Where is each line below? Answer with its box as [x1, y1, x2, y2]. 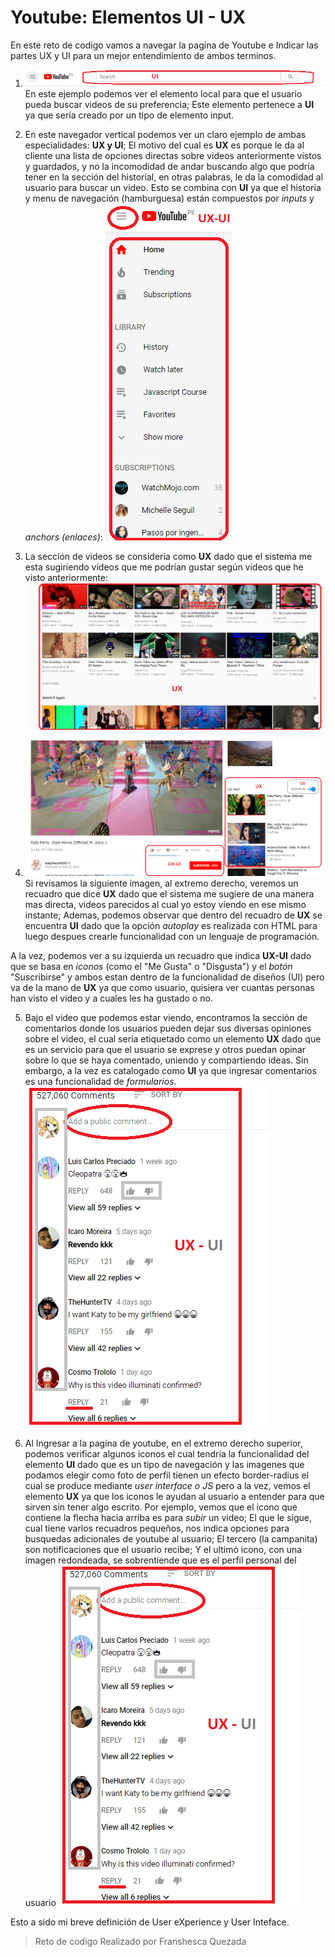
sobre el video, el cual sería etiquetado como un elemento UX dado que [24, 1033, 322, 1045]
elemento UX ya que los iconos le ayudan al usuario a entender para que [24, 1491, 325, 1503]
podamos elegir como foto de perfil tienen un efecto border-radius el [24, 1469, 310, 1481]
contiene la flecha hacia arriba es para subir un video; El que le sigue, [24, 1512, 312, 1524]
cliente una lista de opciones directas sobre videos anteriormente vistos [24, 150, 322, 162]
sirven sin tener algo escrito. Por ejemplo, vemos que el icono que [24, 1501, 298, 1513]
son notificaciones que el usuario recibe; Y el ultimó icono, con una [24, 1544, 303, 1556]
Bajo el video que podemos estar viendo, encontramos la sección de [24, 1012, 308, 1024]
